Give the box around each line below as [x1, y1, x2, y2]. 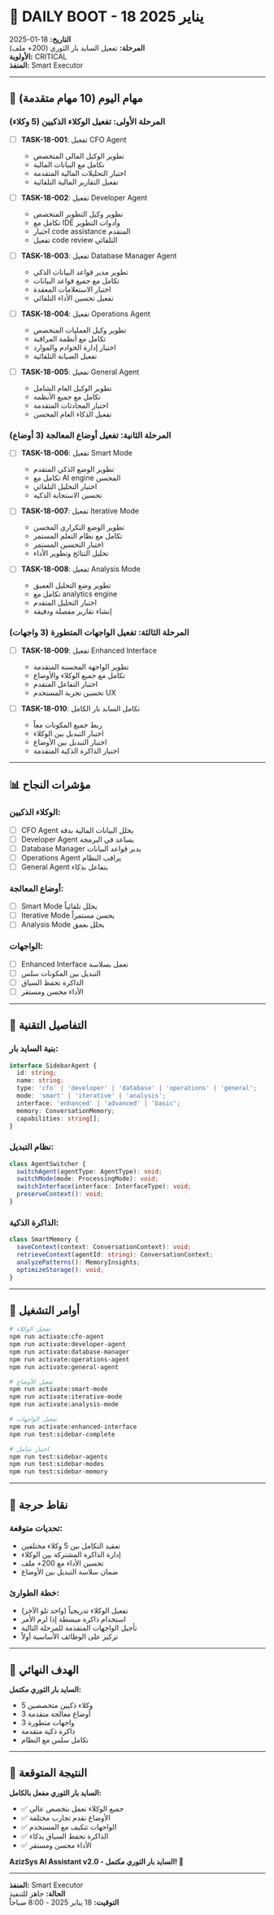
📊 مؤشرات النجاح [9, 778, 91, 792]
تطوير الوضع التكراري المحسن [33, 522, 125, 532]
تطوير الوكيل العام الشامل [33, 383, 112, 393]
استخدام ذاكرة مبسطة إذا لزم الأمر [20, 1614, 127, 1624]
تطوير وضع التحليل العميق [33, 580, 111, 590]
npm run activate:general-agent [9, 1363, 119, 1371]
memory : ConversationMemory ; [16, 1107, 115, 1115]
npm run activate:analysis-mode [9, 1401, 119, 1409]
